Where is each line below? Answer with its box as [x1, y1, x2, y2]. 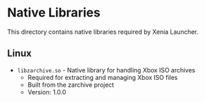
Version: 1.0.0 [27, 88, 66, 96]
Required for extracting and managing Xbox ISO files [27, 73, 178, 81]
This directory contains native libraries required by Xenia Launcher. [7, 28, 199, 36]
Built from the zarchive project [27, 81, 114, 89]
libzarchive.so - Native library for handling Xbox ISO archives [17, 65, 196, 74]
